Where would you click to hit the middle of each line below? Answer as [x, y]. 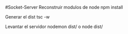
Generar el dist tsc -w [27, 17]
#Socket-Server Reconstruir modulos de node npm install [64, 7]
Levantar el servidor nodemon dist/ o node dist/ [54, 26]
